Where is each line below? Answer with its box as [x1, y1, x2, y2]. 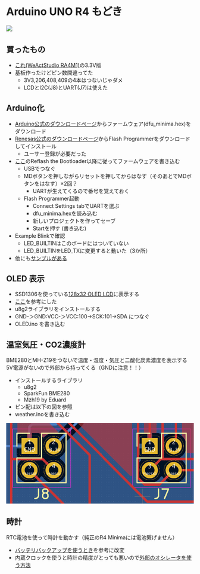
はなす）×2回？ [39, 180, 78, 187]
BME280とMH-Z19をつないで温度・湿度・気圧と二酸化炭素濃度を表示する [6, 357, 187, 364]
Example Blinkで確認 [14, 232, 65, 239]
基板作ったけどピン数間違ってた [14, 69, 93, 76]
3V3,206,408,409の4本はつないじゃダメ [23, 76, 123, 84]
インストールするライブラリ [14, 377, 83, 384]
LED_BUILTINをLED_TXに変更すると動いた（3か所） [23, 247, 151, 254]
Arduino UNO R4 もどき [6, 5, 123, 19]
